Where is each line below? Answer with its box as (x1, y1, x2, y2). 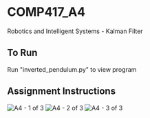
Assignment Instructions (7, 86, 116, 97)
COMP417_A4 (7, 4, 86, 20)
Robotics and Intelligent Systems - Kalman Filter (7, 27, 143, 35)
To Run (7, 47, 38, 59)
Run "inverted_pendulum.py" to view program (7, 65, 137, 73)
